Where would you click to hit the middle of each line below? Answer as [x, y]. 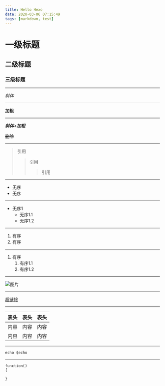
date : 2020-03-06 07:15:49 [33, 14]
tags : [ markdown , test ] [29, 19]
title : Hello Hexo [24, 10]
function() [16, 366]
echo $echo [16, 353]
